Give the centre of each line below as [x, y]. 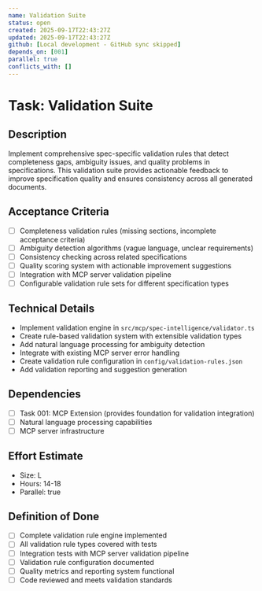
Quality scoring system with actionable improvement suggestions [125, 265]
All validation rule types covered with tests [88, 545]
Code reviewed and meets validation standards [96, 580]
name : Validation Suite [47, 15]
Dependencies [44, 394]
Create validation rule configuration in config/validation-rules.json [131, 361]
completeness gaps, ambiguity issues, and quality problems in [109, 161]
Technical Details [52, 309]
